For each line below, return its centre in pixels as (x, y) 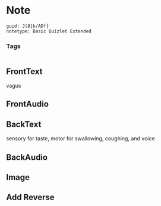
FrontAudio (28, 104)
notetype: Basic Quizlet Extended (49, 31)
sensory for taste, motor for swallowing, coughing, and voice (81, 139)
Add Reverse (30, 197)
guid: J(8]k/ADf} (28, 26)
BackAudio (27, 157)
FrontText (24, 71)
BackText (24, 124)
